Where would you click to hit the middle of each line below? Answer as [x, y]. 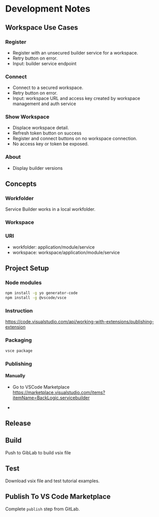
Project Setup [27, 268]
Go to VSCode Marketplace [41, 387]
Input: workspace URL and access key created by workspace [76, 99]
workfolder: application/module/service [54, 247]
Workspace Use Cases [42, 28]
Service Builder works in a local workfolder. [50, 209]
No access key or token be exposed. [50, 144]
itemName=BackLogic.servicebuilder [51, 398]
